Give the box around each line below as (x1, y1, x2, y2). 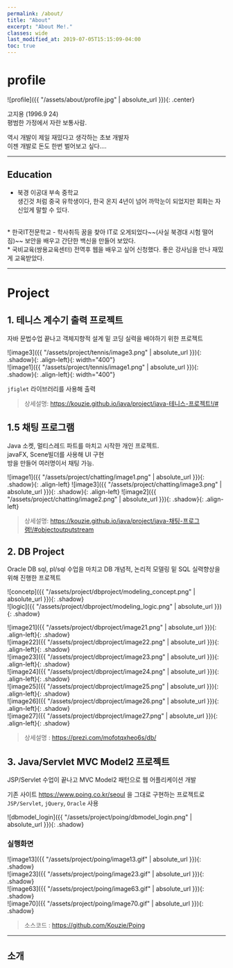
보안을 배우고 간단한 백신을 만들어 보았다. (24, 236, 137, 245)
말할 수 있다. (35, 206, 69, 214)
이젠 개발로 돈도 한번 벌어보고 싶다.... (7, 142, 107, 150)
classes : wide (7, 29, 49, 37)
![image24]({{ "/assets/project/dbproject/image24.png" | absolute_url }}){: (7, 668, 220, 676)
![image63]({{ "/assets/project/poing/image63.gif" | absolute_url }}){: (7, 885, 205, 893)
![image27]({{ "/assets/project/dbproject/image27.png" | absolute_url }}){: (7, 712, 218, 720)
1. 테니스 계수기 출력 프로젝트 (7, 314, 123, 327)
